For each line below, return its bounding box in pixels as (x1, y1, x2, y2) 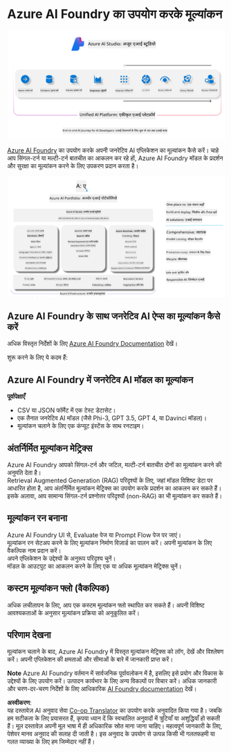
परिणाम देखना (7, 629, 51, 640)
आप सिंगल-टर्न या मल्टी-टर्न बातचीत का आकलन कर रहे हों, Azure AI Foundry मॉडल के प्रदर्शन (7, 154, 223, 162)
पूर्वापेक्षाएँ (7, 392, 26, 401)
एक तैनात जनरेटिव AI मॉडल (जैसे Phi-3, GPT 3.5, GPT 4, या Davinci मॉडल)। (17, 414, 207, 422)
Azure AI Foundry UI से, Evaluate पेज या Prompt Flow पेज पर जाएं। (7, 530, 182, 539)
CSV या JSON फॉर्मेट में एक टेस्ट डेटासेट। (17, 406, 116, 414)
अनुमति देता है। (7, 468, 41, 477)
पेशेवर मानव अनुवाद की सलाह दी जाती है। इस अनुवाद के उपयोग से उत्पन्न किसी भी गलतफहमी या (7, 730, 216, 738)
